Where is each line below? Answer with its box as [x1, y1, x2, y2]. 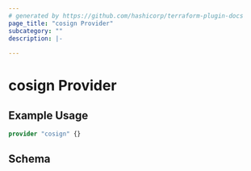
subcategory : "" [8, 27, 63, 35]
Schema [8, 152, 51, 166]
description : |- [8, 34, 63, 43]
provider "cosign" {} [8, 130, 82, 138]
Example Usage [8, 108, 89, 122]
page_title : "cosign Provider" [8, 19, 114, 27]
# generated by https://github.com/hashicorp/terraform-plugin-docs [8, 11, 244, 20]
